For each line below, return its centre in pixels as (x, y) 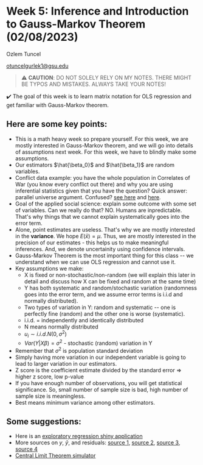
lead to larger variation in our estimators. (66, 363)
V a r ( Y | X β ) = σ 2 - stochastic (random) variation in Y (88, 343)
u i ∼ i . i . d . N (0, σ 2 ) (45, 334)
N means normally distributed (61, 327)
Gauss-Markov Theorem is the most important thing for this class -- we (104, 255)
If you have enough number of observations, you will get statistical (98, 383)
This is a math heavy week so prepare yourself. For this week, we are (101, 139)
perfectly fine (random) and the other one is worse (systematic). (105, 314)
